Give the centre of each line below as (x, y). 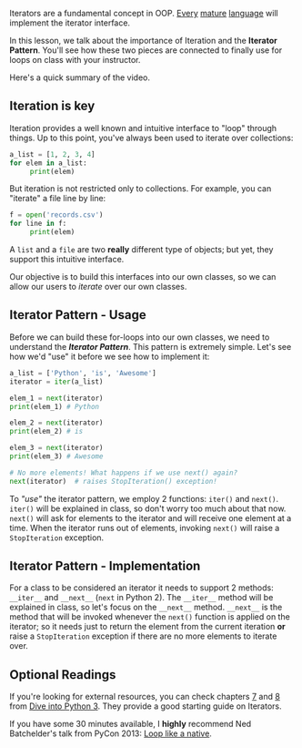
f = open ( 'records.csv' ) (56, 215)
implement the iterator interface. (70, 23)
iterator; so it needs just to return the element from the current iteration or (148, 627)
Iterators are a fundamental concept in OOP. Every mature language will (144, 13)
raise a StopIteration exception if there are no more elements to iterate (143, 636)
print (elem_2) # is (46, 432)
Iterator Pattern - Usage (78, 315)
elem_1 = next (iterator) (56, 398)
